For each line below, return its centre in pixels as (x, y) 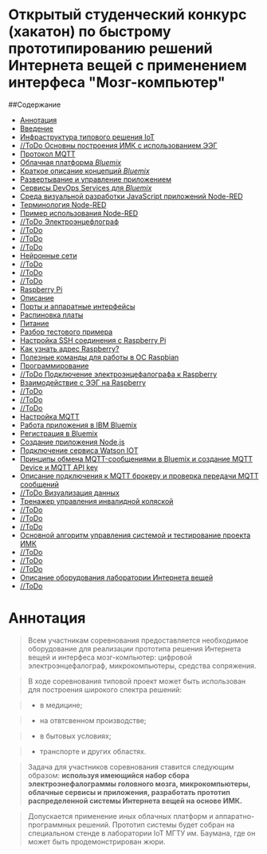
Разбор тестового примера (66, 332)
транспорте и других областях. (93, 751)
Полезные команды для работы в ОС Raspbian (99, 357)
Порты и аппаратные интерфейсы (77, 306)
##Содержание (35, 104)
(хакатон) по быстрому (90, 31)
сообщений (39, 484)
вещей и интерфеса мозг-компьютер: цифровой (110, 657)
